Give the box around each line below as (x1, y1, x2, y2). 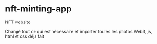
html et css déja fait (5, 33, 45, 39)
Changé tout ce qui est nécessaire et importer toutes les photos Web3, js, (5, 28, 152, 34)
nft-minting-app (5, 3, 72, 14)
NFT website (5, 19, 31, 25)
